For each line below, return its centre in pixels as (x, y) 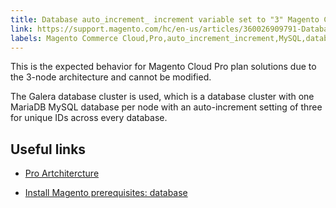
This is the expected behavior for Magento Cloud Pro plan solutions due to (163, 67)
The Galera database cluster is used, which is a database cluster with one (162, 97)
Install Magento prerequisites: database (106, 193)
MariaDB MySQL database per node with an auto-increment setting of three (166, 107)
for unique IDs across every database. (89, 118)
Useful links (48, 149)
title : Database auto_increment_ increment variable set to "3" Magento (165, 19)
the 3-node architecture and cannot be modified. (111, 77)
